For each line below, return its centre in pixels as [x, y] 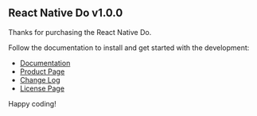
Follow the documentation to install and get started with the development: [129, 48]
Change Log [40, 79]
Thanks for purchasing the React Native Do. [80, 32]
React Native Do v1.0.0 [66, 13]
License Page [42, 88]
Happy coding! [33, 103]
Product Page [42, 72]
